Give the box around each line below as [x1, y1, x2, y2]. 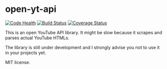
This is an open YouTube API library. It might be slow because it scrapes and [5, 29, 163, 35]
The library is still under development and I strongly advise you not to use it [5, 44, 160, 50]
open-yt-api [5, 3, 56, 15]
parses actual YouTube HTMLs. [5, 35, 70, 41]
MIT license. [5, 59, 31, 65]
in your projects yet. [5, 50, 46, 56]
